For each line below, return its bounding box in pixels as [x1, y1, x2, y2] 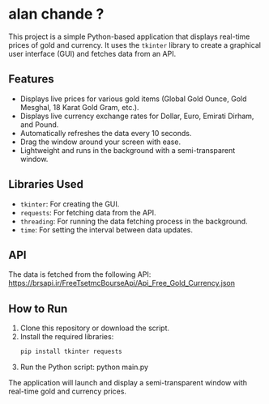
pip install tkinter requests [19, 347, 123, 356]
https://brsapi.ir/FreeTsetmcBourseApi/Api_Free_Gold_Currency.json [8, 279, 235, 288]
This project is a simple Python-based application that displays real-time [8, 32, 250, 41]
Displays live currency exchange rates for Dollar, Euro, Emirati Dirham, [19, 111, 254, 121]
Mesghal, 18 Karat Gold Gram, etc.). [19, 102, 139, 112]
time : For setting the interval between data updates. [19, 224, 193, 235]
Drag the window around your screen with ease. [19, 137, 181, 147]
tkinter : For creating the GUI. [19, 199, 120, 209]
